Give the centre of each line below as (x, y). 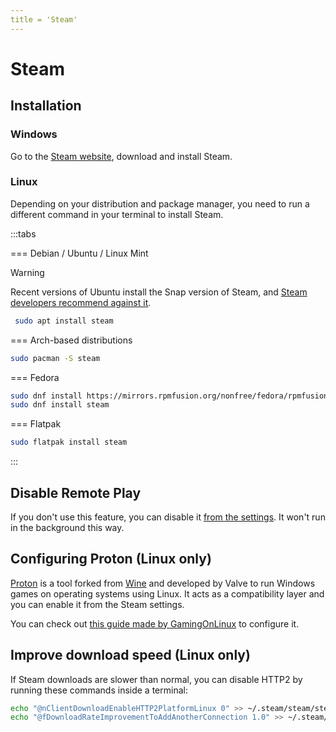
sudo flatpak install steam (69, 442)
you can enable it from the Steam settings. (97, 604)
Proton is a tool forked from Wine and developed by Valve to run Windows (163, 583)
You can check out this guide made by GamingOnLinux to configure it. (155, 623)
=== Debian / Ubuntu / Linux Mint (79, 253)
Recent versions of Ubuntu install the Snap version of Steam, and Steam (159, 292)
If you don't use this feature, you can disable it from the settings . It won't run (168, 517)
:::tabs (23, 233)
